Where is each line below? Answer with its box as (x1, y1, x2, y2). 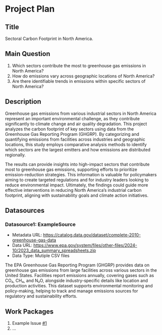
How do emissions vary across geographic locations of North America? (12, 73, 155, 79)
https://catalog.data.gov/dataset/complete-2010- (43, 232, 141, 238)
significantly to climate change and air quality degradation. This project (5, 121, 147, 127)
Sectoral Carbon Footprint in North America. (5, 36, 94, 41)
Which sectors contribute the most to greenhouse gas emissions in (12, 62, 146, 69)
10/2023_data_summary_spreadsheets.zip (12, 247, 96, 254)
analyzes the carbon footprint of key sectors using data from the (5, 126, 134, 132)
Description (5, 97, 41, 106)
